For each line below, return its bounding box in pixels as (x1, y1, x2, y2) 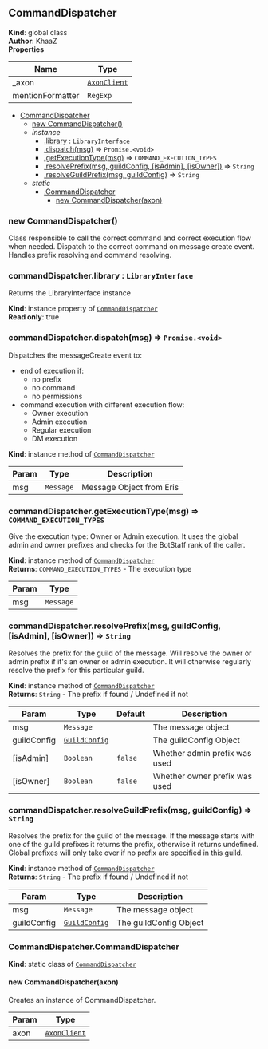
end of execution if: (19, 366, 85, 375)
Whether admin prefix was (152, 748, 252, 759)
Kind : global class (8, 27, 68, 37)
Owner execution (31, 408, 89, 418)
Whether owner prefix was (152, 770, 253, 782)
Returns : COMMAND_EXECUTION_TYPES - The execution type (8, 564, 192, 573)
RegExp (87, 91, 112, 100)
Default (116, 708, 146, 719)
